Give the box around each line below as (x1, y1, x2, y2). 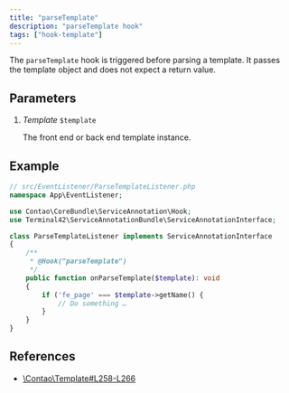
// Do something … (57, 299, 127, 308)
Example (9, 158, 60, 173)
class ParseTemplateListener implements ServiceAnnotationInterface (9, 231, 273, 240)
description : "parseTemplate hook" (9, 22, 144, 31)
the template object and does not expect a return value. (9, 64, 217, 75)
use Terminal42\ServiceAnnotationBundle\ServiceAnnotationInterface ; (9, 215, 277, 224)
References (9, 349, 76, 364)
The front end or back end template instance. (22, 132, 191, 143)
